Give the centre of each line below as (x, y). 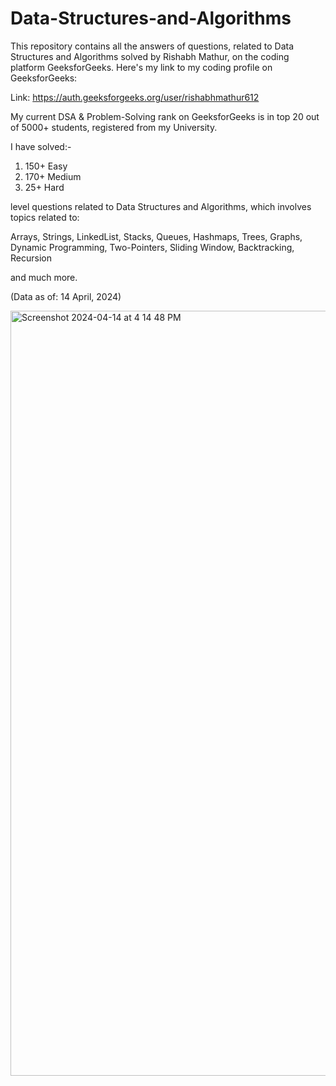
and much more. (44, 277)
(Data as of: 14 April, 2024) (66, 296)
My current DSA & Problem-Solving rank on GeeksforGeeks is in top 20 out (165, 116)
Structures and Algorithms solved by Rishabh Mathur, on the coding (150, 56)
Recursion (31, 258)
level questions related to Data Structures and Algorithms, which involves (161, 206)
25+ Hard (44, 187)
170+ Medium (53, 176)
